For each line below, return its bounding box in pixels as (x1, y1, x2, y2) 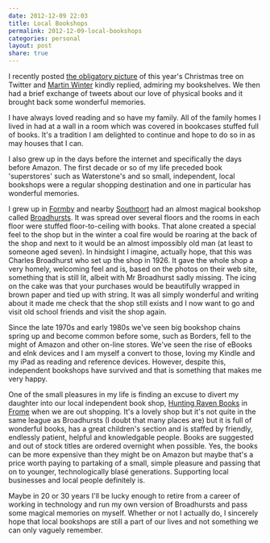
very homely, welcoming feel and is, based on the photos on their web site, (8, 264, 258, 274)
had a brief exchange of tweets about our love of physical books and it (8, 89, 243, 98)
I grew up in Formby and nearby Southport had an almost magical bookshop (8, 204, 261, 214)
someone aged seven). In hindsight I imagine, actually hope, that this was (8, 247, 252, 257)
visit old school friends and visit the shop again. (8, 307, 167, 316)
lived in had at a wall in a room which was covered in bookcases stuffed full (8, 122, 260, 131)
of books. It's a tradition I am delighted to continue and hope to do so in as (8, 130, 255, 140)
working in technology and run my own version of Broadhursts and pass (8, 499, 248, 509)
